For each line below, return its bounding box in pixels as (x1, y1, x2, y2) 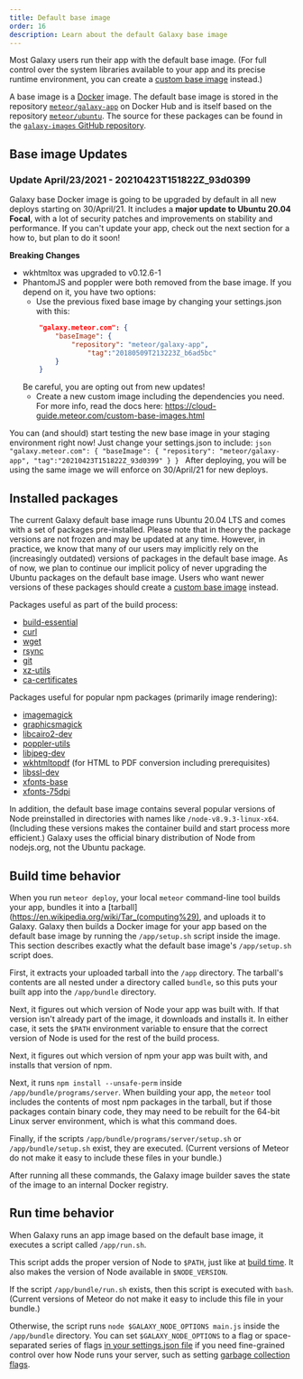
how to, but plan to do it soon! (9, 232, 121, 244)
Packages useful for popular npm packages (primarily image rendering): (9, 692, 278, 703)
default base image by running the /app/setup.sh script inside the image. (9, 930, 281, 941)
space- (264, 1329, 291, 1341)
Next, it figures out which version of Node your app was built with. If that (9, 1003, 280, 1014)
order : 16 (9, 22, 47, 31)
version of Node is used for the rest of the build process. (9, 1032, 220, 1043)
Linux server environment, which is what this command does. (9, 1115, 237, 1126)
